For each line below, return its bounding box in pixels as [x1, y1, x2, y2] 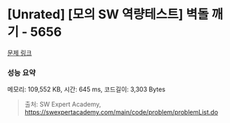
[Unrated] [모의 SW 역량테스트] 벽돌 [7, 6, 209, 22]
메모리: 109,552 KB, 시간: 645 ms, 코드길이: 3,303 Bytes [7, 85, 166, 93]
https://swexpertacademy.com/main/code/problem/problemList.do [24, 108, 219, 117]
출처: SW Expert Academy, [24, 100, 101, 109]
